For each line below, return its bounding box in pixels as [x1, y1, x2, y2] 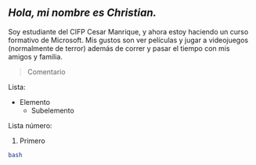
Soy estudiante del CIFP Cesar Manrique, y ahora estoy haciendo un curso [8, 27, 249, 36]
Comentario [27, 66, 66, 77]
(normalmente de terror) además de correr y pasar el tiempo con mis [8, 43, 230, 53]
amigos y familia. [8, 52, 63, 61]
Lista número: [8, 120, 52, 130]
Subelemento [31, 106, 74, 115]
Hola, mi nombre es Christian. [8, 6, 157, 20]
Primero [19, 136, 45, 145]
